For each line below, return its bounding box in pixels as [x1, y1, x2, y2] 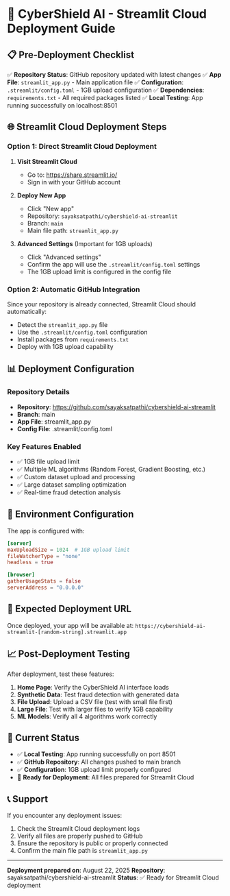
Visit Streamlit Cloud [16, 157, 77, 165]
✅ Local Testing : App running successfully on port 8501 [16, 750, 176, 758]
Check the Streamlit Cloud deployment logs [16, 825, 140, 833]
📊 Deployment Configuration [7, 363, 135, 375]
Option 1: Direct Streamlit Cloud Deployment [7, 142, 157, 152]
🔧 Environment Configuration [7, 509, 134, 520]
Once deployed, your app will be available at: [7, 621, 134, 629]
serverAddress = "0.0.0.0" [7, 584, 84, 592]
